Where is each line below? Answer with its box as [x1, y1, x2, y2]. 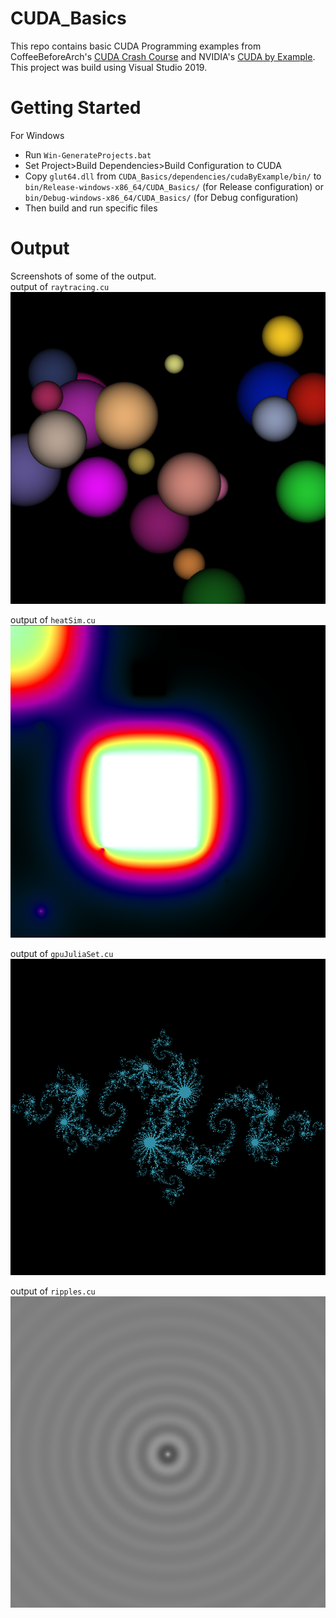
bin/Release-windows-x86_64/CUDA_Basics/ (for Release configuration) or [24, 180, 325, 192]
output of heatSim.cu [10, 613, 96, 626]
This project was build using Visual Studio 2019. [10, 61, 208, 73]
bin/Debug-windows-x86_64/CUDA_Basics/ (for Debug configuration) [24, 191, 299, 203]
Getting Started [10, 97, 142, 119]
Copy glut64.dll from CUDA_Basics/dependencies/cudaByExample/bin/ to [24, 170, 322, 182]
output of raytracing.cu [10, 280, 110, 292]
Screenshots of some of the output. [10, 270, 157, 282]
